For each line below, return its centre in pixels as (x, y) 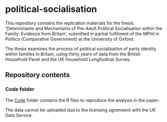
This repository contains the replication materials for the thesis (69, 23)
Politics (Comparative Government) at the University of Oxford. (70, 39)
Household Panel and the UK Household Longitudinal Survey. (68, 59)
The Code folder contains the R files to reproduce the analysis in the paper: (83, 100)
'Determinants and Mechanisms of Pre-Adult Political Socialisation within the (84, 28)
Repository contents (38, 75)
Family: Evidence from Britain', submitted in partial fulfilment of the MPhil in (82, 33)
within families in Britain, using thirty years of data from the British (73, 54)
